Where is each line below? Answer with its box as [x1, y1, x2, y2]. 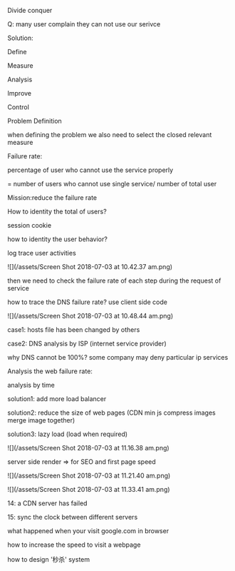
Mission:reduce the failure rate [7, 193, 98, 202]
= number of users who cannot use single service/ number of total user [7, 180, 217, 188]
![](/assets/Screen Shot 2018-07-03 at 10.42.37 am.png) [7, 263, 173, 271]
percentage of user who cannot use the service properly [7, 166, 174, 174]
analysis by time [7, 381, 55, 389]
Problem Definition [7, 117, 62, 125]
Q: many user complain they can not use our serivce [7, 20, 161, 28]
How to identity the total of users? [7, 207, 107, 216]
